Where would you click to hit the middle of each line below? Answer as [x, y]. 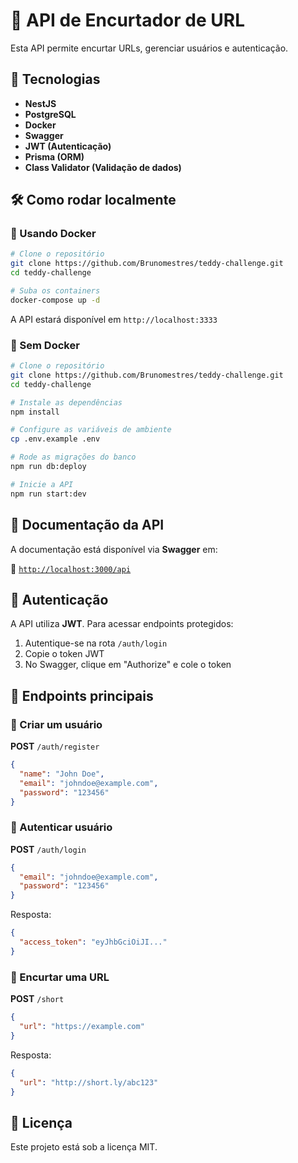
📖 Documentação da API [87, 525]
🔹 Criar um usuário [56, 724]
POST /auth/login [48, 849]
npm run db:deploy [48, 467]
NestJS [40, 103]
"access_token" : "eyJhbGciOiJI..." [93, 942]
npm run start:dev [48, 494]
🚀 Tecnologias [55, 79]
